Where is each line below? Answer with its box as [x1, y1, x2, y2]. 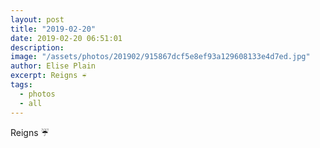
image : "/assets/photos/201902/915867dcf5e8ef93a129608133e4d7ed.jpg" [10, 52, 311, 62]
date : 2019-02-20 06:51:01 [10, 33, 123, 43]
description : [10, 42, 65, 53]
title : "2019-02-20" [10, 24, 97, 34]
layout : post [10, 14, 65, 25]
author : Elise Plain [10, 61, 97, 71]
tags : [10, 80, 33, 90]
